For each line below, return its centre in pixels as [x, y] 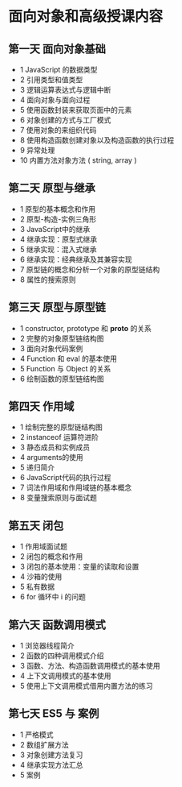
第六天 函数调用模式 [57, 625]
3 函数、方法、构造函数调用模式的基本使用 [90, 666]
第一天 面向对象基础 [57, 49]
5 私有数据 [37, 587]
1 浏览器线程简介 [47, 646]
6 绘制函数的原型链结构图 [62, 379]
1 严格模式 [36, 735]
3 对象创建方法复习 [51, 755]
